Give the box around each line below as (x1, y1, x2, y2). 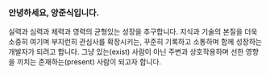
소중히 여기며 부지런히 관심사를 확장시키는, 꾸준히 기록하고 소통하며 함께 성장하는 (8, 37, 263, 47)
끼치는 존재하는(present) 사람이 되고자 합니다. (16, 57, 162, 67)
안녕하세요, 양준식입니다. (8, 6, 99, 18)
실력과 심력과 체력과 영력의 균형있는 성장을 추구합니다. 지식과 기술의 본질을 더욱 (8, 27, 258, 37)
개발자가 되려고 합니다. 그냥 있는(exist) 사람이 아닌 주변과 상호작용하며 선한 (8, 47, 244, 57)
